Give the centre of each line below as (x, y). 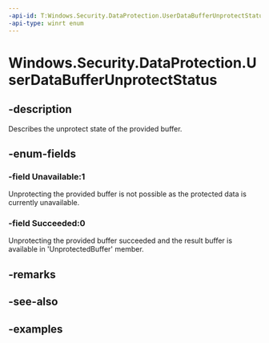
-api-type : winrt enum (46, 23)
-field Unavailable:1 (47, 176)
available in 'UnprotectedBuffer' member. (76, 249)
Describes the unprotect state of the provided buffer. (95, 128)
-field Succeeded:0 (47, 224)
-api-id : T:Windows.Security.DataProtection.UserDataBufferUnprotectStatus (137, 16)
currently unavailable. (44, 203)
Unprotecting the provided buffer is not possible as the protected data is (127, 194)
